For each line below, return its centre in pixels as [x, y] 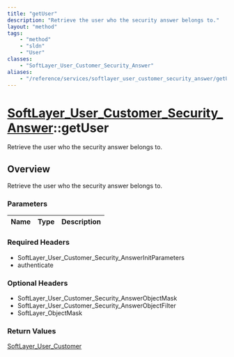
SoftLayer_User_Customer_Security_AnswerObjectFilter [96, 306]
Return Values [32, 331]
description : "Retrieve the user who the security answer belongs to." [113, 20]
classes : [20, 59]
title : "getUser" [32, 14]
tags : [15, 33]
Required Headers [38, 243]
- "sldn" [32, 46]
